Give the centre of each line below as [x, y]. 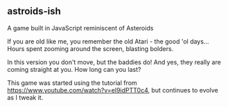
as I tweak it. [25, 97]
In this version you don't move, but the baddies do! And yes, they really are [114, 62]
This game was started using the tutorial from [72, 83]
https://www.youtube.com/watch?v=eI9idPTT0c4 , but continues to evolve [113, 90]
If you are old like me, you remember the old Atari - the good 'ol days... [108, 41]
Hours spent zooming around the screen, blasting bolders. [90, 48]
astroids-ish [34, 11]
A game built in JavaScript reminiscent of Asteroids [80, 28]
